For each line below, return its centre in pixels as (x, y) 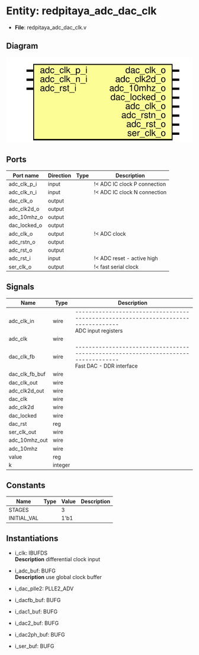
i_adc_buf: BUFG (35, 571)
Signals (20, 287)
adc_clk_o (21, 233)
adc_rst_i (20, 258)
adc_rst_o (20, 250)
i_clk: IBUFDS (31, 553)
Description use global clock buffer (58, 577)
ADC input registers (99, 330)
